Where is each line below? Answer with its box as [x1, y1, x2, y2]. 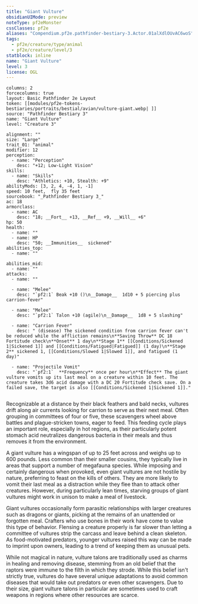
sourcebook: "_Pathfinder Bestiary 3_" [6, 194, 104, 200]
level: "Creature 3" [6, 122, 57, 128]
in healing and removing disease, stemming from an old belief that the [6, 560, 176, 567]
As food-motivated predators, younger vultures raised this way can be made [6, 536, 192, 543]
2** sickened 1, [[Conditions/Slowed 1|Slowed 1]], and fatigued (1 [6, 349, 178, 355]
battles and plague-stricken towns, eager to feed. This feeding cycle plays [6, 419, 187, 426]
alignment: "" [6, 132, 41, 138]
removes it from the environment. [6, 438, 87, 445]
